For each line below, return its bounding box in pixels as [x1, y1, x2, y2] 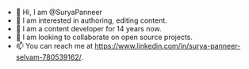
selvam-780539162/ [15, 53, 82, 62]
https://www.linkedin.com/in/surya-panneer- [94, 42, 241, 50]
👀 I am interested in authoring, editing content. [15, 16, 168, 25]
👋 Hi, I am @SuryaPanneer [15, 8, 103, 16]
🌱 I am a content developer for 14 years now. [15, 24, 162, 33]
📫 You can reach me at [15, 42, 94, 50]
